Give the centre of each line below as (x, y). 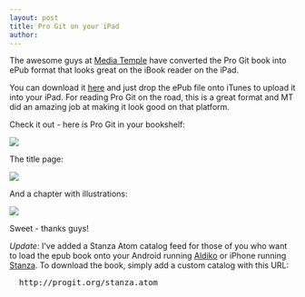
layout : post (34, 18)
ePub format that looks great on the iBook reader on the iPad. (124, 70)
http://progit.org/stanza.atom (89, 283)
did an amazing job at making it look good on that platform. (119, 107)
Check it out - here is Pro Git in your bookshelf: (98, 124)
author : (24, 35)
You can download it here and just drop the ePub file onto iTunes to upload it (152, 88)
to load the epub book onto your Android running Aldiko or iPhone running (148, 256)
